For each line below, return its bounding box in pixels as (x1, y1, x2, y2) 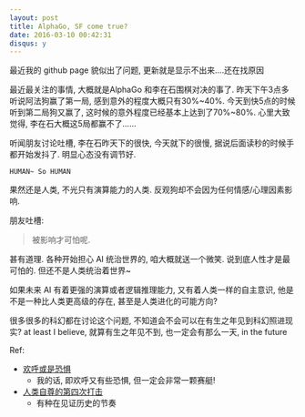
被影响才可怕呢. (31, 234, 91, 246)
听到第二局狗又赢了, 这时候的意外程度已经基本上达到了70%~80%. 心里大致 (9, 107, 290, 118)
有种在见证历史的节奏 (36, 398, 117, 409)
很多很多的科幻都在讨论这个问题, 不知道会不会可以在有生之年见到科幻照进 (9, 315, 285, 326)
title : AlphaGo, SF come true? (9, 22, 128, 31)
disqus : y (9, 38, 47, 48)
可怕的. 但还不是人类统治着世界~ (9, 265, 132, 276)
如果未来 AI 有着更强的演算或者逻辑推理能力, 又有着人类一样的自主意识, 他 (9, 284, 287, 296)
